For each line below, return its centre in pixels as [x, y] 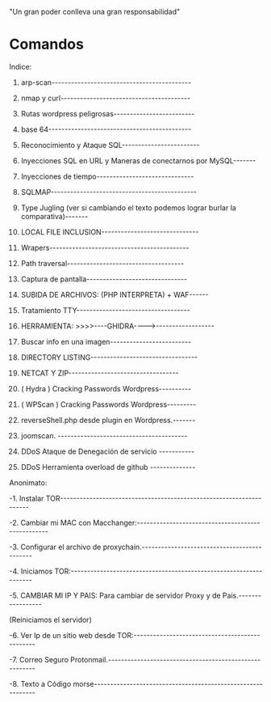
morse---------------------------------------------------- [168, 683]
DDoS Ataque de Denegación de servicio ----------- [108, 451]
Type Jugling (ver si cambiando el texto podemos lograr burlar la [128, 207]
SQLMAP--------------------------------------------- [108, 192]
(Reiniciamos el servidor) [50, 620]
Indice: [21, 66]
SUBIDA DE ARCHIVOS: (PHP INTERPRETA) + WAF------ [115, 294]
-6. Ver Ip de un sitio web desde [63, 635]
